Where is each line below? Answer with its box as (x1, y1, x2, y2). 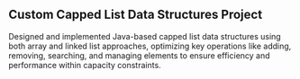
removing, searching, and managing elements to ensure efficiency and (8, 49, 271, 61)
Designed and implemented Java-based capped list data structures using (8, 31, 281, 41)
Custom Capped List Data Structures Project (8, 7, 263, 22)
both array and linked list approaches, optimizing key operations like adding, (8, 40, 292, 51)
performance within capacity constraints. (8, 59, 161, 70)
